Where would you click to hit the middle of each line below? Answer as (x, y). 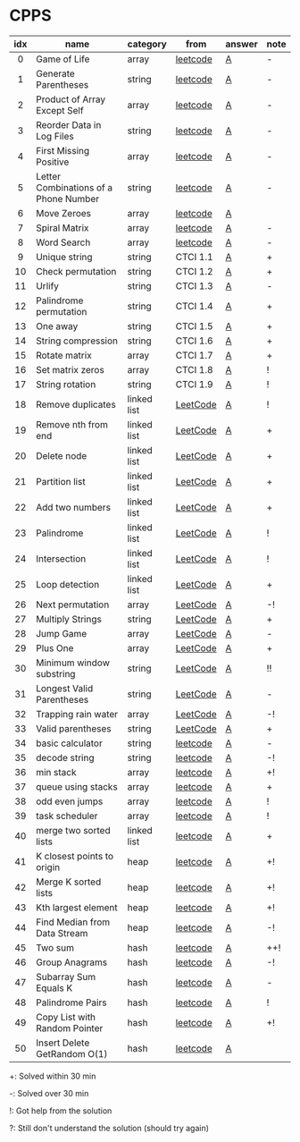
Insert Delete (62, 1043)
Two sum (54, 947)
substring (55, 673)
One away (57, 326)
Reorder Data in (68, 124)
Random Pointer (69, 1028)
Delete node (61, 455)
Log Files (54, 136)
